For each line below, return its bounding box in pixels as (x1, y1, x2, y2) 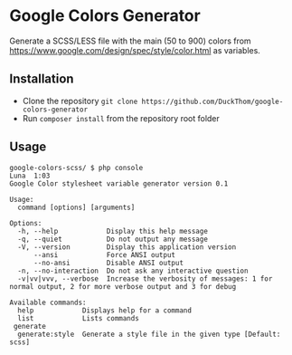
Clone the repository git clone (22, 95, 138, 106)
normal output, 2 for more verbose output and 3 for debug (9, 282, 237, 291)
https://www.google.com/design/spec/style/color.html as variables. (9, 44, 260, 55)
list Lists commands (17, 313, 140, 322)
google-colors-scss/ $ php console (9, 163, 144, 172)
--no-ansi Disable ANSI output (33, 258, 184, 267)
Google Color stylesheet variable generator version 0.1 (9, 178, 229, 188)
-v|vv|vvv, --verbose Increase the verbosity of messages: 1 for (17, 273, 273, 283)
